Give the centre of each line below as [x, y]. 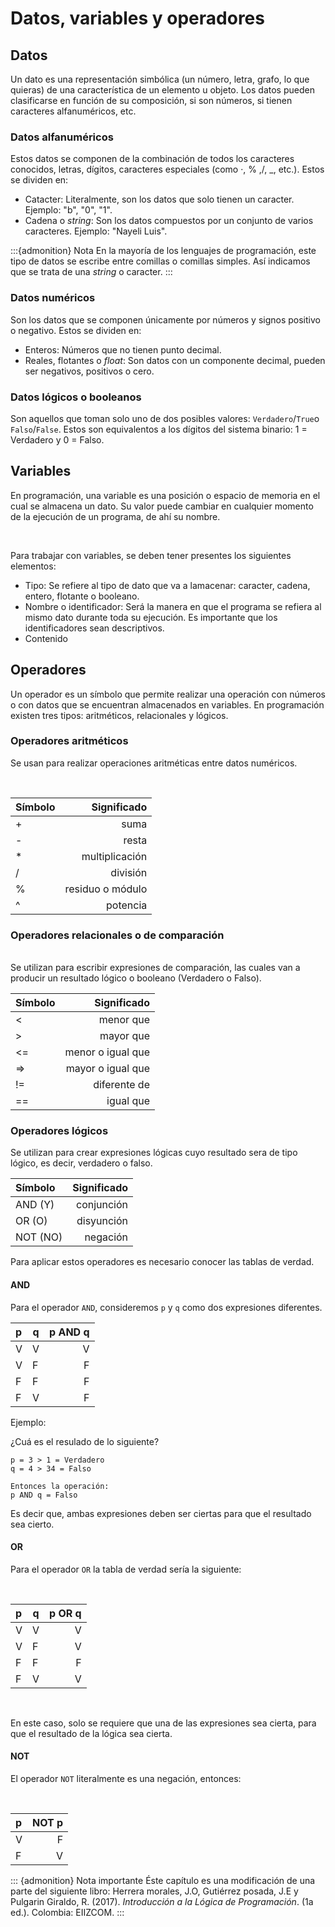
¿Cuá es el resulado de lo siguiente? [85, 1441]
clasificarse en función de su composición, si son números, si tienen [151, 100]
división [129, 872]
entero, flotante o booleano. [82, 596]
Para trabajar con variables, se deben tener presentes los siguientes [151, 555]
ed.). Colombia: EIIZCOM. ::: [67, 1913]
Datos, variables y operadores [137, 18]
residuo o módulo [106, 889]
